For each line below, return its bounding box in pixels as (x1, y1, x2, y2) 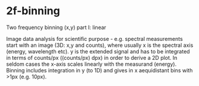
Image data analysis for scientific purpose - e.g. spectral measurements (6, 35, 183, 42)
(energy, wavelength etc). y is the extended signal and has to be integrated (6, 47, 190, 55)
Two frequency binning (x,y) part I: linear (6, 24, 107, 31)
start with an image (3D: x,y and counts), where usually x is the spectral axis (6, 42, 194, 49)
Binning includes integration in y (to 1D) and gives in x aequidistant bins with (6, 66, 193, 74)
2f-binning (6, 4, 61, 18)
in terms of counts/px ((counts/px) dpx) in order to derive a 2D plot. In (6, 54, 178, 61)
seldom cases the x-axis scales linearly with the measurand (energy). (6, 60, 177, 68)
